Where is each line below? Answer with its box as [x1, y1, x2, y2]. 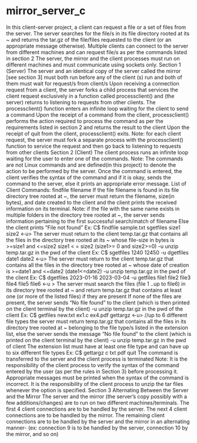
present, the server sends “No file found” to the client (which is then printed [6, 299, 190, 306]
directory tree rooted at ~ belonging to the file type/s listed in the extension [6, 324, 188, 331]
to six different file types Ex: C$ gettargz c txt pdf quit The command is [6, 349, 178, 356]
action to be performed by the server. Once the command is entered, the [6, 167, 182, 174]
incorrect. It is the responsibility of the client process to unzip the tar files [6, 380, 183, 387]
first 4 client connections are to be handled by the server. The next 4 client [6, 405, 187, 412]
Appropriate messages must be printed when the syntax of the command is [6, 374, 189, 381]
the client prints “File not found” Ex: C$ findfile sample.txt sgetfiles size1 [6, 224, 181, 231]
